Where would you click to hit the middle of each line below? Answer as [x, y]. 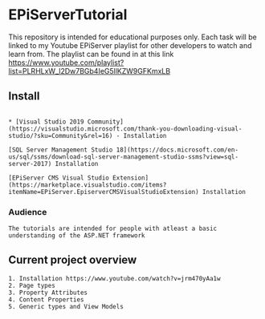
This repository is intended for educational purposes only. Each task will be [132, 37]
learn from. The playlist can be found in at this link [91, 54]
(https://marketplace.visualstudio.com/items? [88, 185]
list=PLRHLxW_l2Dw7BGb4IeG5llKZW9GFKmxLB [90, 71]
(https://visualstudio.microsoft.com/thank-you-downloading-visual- [125, 129]
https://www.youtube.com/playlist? [66, 63]
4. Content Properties [46, 299]
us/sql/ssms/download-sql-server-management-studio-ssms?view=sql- [124, 157]
